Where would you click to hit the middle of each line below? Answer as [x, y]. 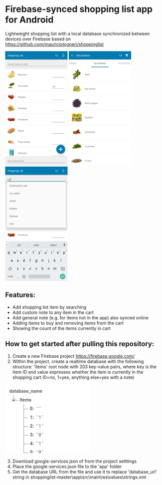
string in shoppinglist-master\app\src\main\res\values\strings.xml [79, 477]
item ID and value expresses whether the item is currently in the [78, 372]
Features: [20, 295]
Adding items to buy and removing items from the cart [68, 323]
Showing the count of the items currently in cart [62, 328]
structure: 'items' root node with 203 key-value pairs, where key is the [84, 366]
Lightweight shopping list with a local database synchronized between [78, 33]
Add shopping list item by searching [49, 307]
